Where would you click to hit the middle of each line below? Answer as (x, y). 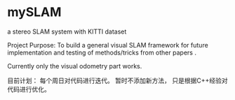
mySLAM (34, 12)
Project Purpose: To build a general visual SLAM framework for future (108, 45)
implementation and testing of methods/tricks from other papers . (102, 52)
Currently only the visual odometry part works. (75, 66)
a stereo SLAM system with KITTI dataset (67, 31)
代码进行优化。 (29, 89)
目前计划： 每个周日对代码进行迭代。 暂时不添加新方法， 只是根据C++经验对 (117, 80)
